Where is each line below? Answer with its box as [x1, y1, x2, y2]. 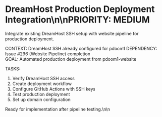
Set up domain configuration [12, 96, 71, 103]
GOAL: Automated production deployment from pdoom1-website [5, 56, 137, 62]
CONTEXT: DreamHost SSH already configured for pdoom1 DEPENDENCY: [5, 45, 157, 51]
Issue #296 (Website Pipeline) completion [5, 51, 91, 57]
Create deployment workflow [12, 81, 72, 87]
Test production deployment [12, 91, 70, 97]
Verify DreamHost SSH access [12, 75, 75, 81]
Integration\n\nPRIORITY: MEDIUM [5, 14, 150, 25]
